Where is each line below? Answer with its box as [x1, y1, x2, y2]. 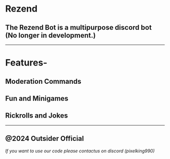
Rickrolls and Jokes [5, 112, 68, 120]
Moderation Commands [5, 77, 81, 86]
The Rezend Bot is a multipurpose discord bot [5, 23, 152, 32]
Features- [5, 57, 48, 69]
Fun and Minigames [5, 94, 69, 102]
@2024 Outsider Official [5, 134, 84, 143]
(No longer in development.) [5, 31, 96, 39]
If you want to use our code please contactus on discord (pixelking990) [5, 147, 155, 154]
